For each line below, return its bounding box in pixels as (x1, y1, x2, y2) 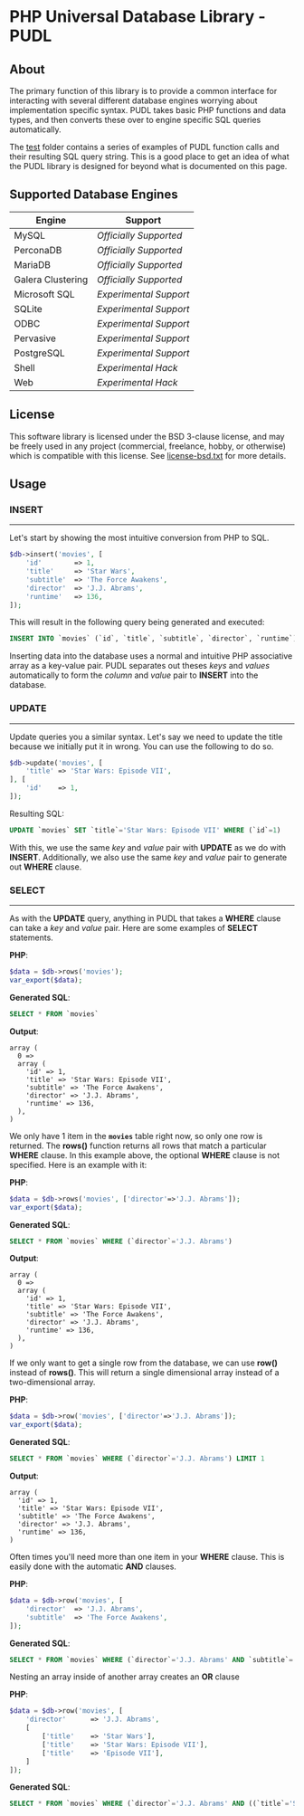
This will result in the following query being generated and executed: (9, 617, 265, 628)
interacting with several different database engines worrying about (9, 95, 258, 106)
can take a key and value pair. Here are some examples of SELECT (9, 923, 259, 934)
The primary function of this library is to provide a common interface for (9, 86, 278, 96)
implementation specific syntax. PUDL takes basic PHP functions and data (9, 105, 287, 115)
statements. (9, 932, 54, 943)
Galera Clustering (14, 273, 89, 286)
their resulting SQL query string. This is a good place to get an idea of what (9, 151, 290, 162)
